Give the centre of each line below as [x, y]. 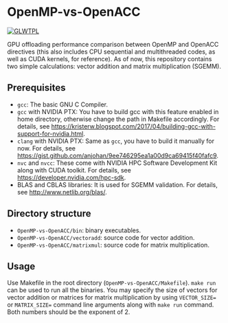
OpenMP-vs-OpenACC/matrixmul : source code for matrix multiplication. [113, 245]
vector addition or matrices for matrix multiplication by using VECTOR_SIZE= [112, 298]
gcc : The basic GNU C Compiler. [62, 104]
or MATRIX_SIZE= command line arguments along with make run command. [111, 305]
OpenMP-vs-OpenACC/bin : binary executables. [79, 230]
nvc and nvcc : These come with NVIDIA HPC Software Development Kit [117, 163]
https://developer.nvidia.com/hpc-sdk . [71, 177]
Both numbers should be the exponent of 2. [69, 312]
